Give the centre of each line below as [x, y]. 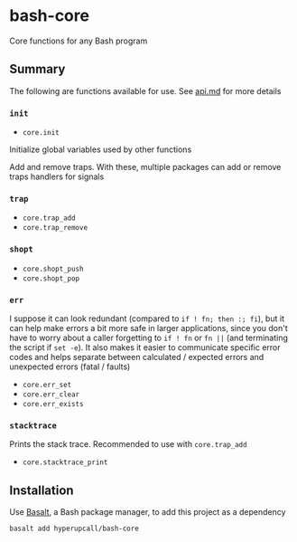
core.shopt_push [53, 269]
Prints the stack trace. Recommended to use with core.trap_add [128, 444]
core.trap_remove [55, 228]
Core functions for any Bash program [79, 41]
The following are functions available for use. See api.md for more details [145, 90]
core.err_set [47, 385]
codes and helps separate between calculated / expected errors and [137, 357]
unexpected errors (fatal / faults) [70, 366]
